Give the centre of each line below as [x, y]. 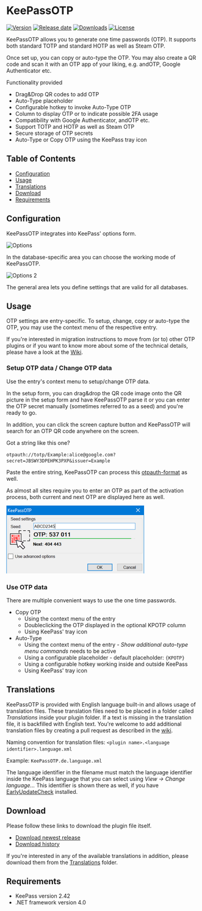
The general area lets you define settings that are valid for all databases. [97, 287]
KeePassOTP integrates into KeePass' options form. [71, 233]
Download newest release [48, 837]
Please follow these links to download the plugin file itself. [79, 826]
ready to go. [22, 412]
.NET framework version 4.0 [51, 902]
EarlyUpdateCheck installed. [42, 791]
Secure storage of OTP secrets [54, 133]
